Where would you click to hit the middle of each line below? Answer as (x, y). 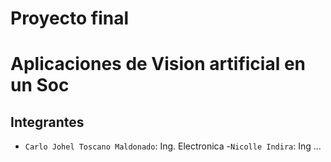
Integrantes (47, 122)
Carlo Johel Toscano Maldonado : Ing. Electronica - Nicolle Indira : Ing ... (173, 146)
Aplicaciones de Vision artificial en (158, 64)
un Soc (40, 85)
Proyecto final (70, 18)
